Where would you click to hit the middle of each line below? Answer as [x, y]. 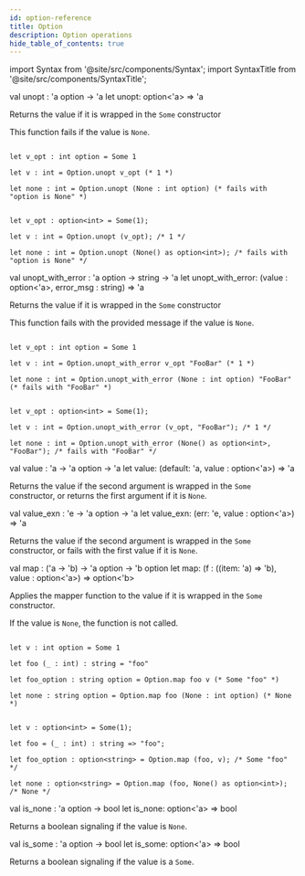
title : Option [37, 26]
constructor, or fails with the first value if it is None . [104, 551]
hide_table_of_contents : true [67, 43]
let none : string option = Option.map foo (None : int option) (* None [151, 696]
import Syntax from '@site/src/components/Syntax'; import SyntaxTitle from [153, 69]
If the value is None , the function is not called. [94, 623]
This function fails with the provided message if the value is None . [132, 323]
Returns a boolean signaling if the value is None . [99, 827]
